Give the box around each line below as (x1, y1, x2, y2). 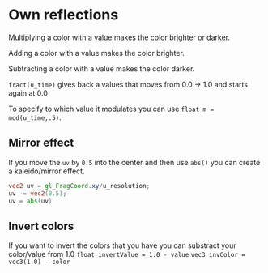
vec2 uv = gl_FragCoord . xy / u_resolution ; (8, 181, 151, 190)
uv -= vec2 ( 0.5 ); (8, 189, 67, 198)
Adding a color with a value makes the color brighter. (8, 48, 185, 58)
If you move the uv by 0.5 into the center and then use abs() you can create (8, 157, 261, 167)
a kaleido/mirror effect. (8, 166, 85, 176)
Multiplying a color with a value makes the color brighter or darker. (8, 32, 231, 42)
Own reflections (8, 6, 119, 24)
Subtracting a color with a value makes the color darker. (8, 63, 195, 74)
